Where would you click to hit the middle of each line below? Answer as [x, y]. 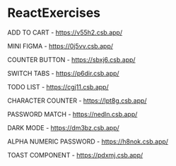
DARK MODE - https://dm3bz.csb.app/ [64, 127]
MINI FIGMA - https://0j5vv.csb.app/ [60, 46]
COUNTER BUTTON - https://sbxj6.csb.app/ [71, 59]
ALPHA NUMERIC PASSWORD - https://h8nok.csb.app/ [88, 141]
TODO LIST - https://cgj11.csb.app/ [58, 87]
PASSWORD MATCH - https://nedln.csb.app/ [72, 114]
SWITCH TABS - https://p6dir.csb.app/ [63, 73]
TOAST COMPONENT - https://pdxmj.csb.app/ [75, 155]
